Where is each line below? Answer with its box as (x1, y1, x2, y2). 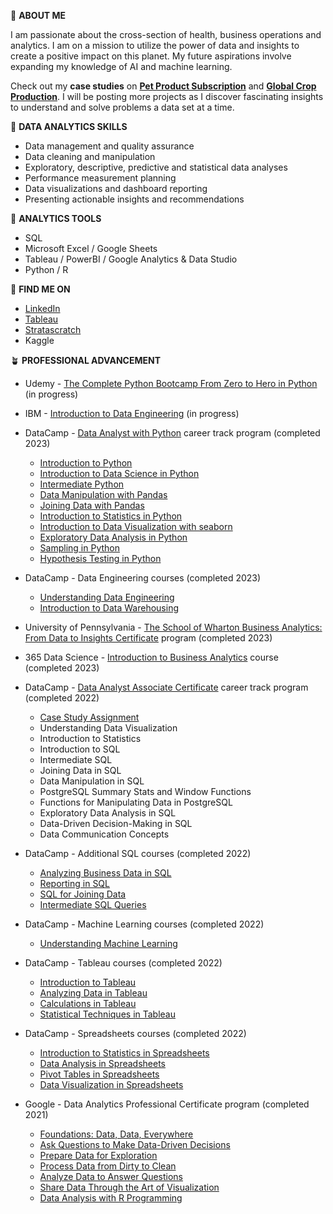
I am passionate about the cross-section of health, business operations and (10, 29, 322, 40)
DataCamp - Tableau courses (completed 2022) (24, 957, 223, 969)
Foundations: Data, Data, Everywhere (39, 1128, 194, 1140)
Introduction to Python (39, 457, 133, 469)
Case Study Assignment (39, 711, 140, 723)
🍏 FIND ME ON (10, 283, 71, 295)
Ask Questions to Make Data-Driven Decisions (39, 1139, 231, 1150)
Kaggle (24, 335, 55, 346)
